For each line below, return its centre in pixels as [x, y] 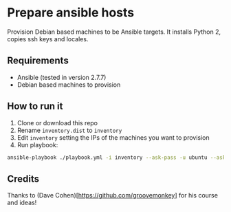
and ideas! [22, 203]
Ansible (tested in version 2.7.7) [62, 77]
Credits [23, 179]
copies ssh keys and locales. [48, 39]
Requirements [38, 61]
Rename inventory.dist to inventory [69, 130]
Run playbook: [37, 145]
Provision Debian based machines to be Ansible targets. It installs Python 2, [114, 32]
